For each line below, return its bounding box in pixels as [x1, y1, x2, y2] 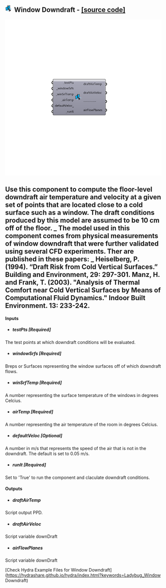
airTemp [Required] [12, 409, 54, 415]
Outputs [5, 486, 23, 492]
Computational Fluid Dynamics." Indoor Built [5, 294, 146, 302]
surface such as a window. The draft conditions [5, 208, 155, 217]
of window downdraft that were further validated [5, 240, 159, 248]
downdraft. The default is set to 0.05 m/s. [5, 451, 90, 457]
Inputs [5, 315, 19, 321]
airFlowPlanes [12, 545, 43, 551]
